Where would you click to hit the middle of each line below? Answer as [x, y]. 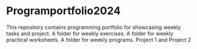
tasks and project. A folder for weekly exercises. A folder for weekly [90, 33]
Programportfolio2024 [63, 11]
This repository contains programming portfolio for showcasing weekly [94, 27]
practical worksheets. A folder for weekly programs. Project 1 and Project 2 [99, 40]
